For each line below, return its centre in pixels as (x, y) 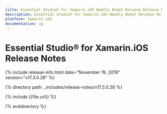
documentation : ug (24, 24)
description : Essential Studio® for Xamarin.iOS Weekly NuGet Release (80, 14)
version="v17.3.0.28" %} (30, 78)
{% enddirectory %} (26, 107)
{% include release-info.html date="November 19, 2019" (63, 72)
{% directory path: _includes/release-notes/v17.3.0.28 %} (64, 87)
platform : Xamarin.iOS (29, 19)
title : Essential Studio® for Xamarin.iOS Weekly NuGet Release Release (82, 10)
